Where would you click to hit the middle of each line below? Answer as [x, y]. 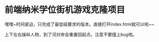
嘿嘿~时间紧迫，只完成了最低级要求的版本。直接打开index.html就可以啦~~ [80, 24]
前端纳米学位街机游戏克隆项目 [65, 10]
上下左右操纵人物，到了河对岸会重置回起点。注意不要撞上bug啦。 [71, 34]
